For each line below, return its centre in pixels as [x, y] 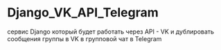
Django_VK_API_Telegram [83, 13]
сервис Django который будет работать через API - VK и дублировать [111, 32]
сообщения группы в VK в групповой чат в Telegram [85, 38]
